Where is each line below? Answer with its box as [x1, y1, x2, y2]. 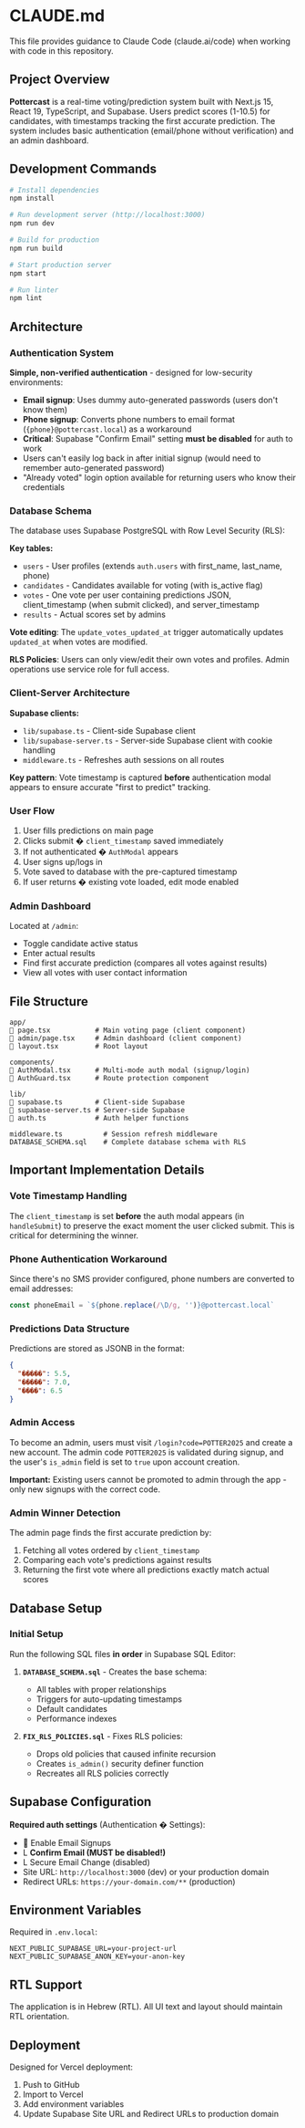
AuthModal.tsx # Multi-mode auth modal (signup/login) [9, 1066, 250, 1075]
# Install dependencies [9, 185, 100, 194]
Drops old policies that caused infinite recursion [36, 1748, 217, 1759]
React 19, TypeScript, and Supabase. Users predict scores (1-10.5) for [9, 106, 270, 117]
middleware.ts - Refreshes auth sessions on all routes [22, 754, 225, 765]
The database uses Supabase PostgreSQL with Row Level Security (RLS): [9, 526, 285, 537]
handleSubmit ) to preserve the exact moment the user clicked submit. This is [9, 1220, 296, 1231]
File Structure [9, 994, 88, 1009]
